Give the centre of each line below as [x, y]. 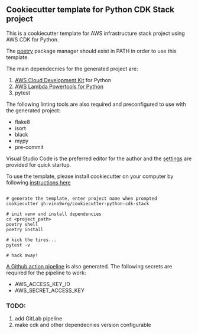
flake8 [22, 122]
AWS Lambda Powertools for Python [59, 86]
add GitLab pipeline [38, 319]
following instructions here [38, 182]
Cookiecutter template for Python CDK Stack [90, 10]
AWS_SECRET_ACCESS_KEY [49, 290]
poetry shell [22, 224]
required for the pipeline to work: [46, 273]
